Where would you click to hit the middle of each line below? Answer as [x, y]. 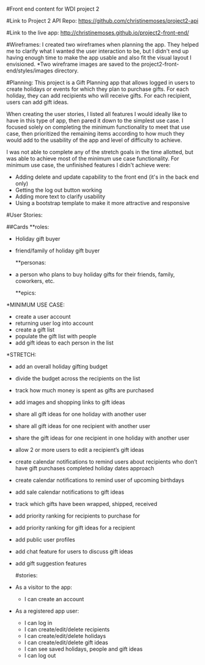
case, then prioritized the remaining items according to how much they [95, 134]
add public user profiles [45, 539]
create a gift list [35, 330]
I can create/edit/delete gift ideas [66, 642]
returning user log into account [54, 323]
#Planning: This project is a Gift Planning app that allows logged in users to [101, 83]
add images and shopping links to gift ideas [70, 402]
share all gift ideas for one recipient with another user [83, 426]
